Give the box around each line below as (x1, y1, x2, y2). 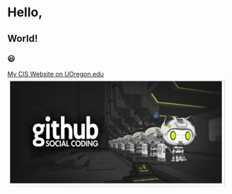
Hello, (7, 4, 43, 21)
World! (7, 33, 38, 45)
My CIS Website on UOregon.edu (7, 69, 104, 78)
